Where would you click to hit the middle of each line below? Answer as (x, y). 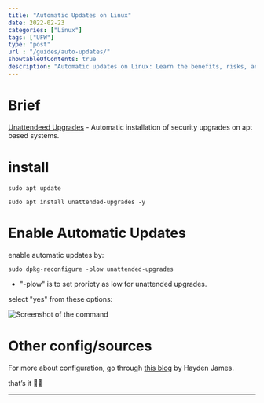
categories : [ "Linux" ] (45, 30)
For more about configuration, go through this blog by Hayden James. (121, 368)
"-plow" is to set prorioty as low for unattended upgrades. (113, 284)
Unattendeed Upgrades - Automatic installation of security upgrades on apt (130, 127)
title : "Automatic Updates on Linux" (70, 15)
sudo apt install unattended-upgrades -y (77, 202)
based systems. (34, 135)
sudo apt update (35, 188)
